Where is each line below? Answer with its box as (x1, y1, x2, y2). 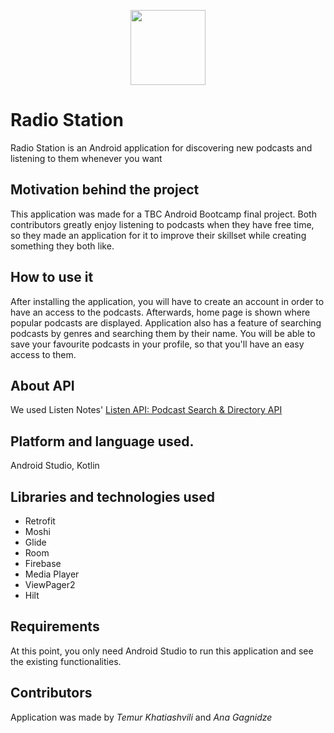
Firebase (24, 558, 62, 569)
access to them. (10, 348, 77, 360)
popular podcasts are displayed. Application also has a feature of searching (10, 316, 322, 329)
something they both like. (10, 240, 115, 252)
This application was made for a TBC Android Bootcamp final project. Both (10, 208, 317, 220)
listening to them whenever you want (10, 152, 163, 164)
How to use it (10, 269, 94, 286)
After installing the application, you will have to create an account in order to (10, 295, 325, 307)
